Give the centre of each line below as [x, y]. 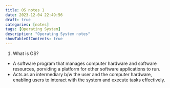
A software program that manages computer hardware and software [85, 63]
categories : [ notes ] [27, 24]
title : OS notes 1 [25, 10]
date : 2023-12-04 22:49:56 [34, 15]
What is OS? [26, 53]
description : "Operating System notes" [48, 34]
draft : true [18, 20]
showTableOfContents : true [34, 39]
